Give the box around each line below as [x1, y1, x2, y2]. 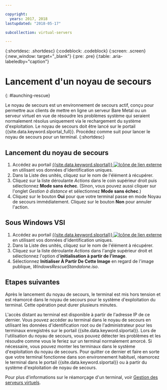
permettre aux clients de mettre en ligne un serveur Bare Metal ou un [5, 108, 147, 114]
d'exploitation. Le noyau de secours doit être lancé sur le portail [5, 123, 136, 130]
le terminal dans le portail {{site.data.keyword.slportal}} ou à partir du [5, 359, 148, 365]
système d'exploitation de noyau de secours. [5, 365, 97, 371]
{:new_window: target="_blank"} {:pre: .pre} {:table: [5, 53, 111, 59]
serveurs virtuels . [5, 380, 41, 386]
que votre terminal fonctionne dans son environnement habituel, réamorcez [5, 354, 160, 360]
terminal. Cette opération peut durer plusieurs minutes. [5, 302, 118, 308]
